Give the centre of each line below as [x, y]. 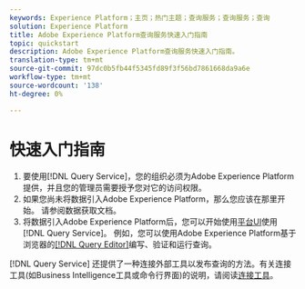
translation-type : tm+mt [56, 60]
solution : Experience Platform [69, 26]
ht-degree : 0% [36, 94]
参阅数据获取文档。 [85, 211]
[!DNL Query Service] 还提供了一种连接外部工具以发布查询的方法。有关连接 [151, 264]
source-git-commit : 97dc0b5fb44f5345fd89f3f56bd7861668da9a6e [130, 69]
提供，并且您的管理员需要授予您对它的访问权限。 [114, 188]
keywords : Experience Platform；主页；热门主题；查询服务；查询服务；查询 [140, 18]
